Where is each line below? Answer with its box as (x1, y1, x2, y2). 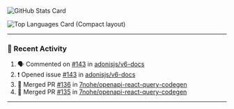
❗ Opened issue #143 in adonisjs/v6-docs (17, 70, 136, 79)
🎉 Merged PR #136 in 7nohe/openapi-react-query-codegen (17, 81, 187, 89)
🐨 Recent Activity (7, 44, 68, 53)
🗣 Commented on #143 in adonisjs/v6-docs (17, 60, 145, 69)
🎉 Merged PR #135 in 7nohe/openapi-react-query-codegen (17, 87, 187, 97)
